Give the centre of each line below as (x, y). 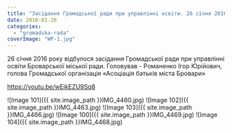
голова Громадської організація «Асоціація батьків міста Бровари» (106, 74)
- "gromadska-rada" (41, 33)
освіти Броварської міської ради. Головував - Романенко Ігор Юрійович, (115, 66)
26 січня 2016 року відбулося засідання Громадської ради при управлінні (116, 59)
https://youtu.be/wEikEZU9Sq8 (51, 87)
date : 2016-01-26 (32, 20)
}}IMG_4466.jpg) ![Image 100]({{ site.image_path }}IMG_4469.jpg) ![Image (112, 115)
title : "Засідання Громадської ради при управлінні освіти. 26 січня (109, 13)
